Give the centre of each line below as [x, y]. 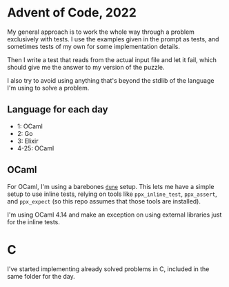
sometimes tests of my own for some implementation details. [94, 46]
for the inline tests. [34, 221]
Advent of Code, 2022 [72, 13]
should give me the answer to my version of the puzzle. [86, 67]
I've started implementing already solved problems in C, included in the [108, 269]
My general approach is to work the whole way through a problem [101, 32]
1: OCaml [30, 126]
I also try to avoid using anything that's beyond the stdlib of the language [111, 80]
